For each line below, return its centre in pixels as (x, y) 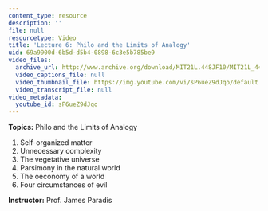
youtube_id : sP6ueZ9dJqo (57, 104)
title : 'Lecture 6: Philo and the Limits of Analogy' (100, 45)
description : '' (35, 23)
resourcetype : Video (43, 38)
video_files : (30, 61)
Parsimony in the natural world (70, 168)
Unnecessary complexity (61, 151)
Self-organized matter (56, 143)
